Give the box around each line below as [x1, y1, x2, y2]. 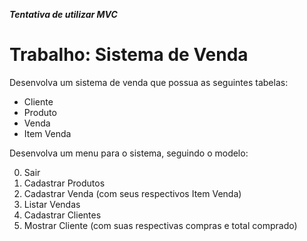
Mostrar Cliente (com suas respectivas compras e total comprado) [23, 219, 298, 231]
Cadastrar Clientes [23, 209, 102, 221]
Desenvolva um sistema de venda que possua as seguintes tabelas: [9, 76, 289, 88]
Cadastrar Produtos [23, 177, 106, 189]
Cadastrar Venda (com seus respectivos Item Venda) [23, 187, 242, 199]
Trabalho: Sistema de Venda [9, 44, 249, 66]
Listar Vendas [23, 198, 81, 210]
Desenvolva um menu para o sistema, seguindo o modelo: [9, 147, 249, 159]
